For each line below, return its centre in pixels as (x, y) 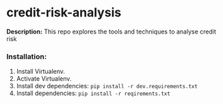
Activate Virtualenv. (44, 79)
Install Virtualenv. (41, 71)
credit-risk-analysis (64, 13)
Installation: (27, 56)
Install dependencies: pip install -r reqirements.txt (93, 93)
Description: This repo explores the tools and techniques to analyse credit (112, 31)
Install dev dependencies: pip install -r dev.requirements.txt (107, 86)
